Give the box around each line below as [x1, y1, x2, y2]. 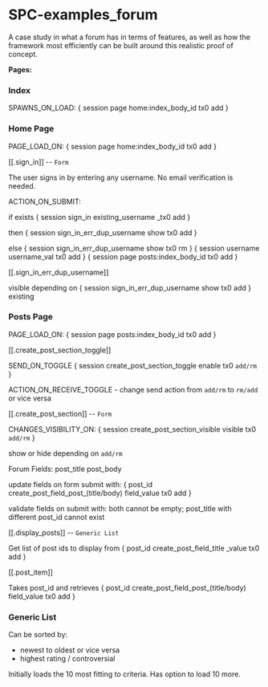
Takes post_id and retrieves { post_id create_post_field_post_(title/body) [8, 583, 246, 592]
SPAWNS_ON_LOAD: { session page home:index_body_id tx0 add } [8, 103, 229, 113]
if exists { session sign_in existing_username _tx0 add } [8, 212, 191, 222]
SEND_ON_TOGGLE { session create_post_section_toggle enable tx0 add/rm [8, 360, 258, 370]
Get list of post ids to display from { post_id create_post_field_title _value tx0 [8, 543, 260, 553]
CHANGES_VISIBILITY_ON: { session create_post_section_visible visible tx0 [8, 424, 257, 434]
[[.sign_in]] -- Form [8, 157, 70, 166]
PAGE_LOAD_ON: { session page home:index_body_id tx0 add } [8, 141, 217, 151]
